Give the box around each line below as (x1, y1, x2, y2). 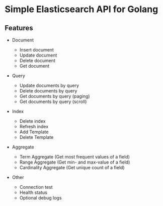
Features (5, 24, 33, 32)
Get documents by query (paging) (19, 93, 90, 99)
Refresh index (19, 124, 49, 129)
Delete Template (19, 134, 54, 140)
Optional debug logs (19, 195, 62, 200)
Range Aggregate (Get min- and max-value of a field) (19, 159, 130, 165)
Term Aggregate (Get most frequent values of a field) (19, 154, 130, 160)
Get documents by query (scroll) (19, 98, 87, 105)
